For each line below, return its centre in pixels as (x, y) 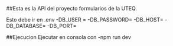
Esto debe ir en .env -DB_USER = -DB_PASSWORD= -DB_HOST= (85, 20)
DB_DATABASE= (26, 26)
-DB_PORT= (62, 26)
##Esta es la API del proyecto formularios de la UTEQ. (72, 8)
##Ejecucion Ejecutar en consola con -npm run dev (69, 37)
